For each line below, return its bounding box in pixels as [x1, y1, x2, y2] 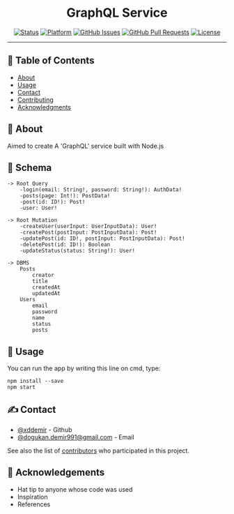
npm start [7, 384, 36, 391]
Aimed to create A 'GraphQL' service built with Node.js [7, 142, 164, 150]
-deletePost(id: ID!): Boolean [19, 241, 111, 248]
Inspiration [17, 492, 48, 501]
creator [32, 272, 54, 279]
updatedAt [32, 290, 61, 297]
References [17, 500, 51, 508]
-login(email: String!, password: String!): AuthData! [19, 186, 182, 193]
